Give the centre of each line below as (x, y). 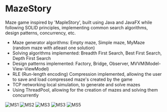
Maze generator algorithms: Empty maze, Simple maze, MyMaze (79, 42)
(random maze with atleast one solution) (54, 48)
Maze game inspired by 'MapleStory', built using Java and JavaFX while (79, 22)
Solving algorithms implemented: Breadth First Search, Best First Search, (87, 53)
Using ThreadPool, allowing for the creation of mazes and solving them (85, 90)
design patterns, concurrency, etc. (41, 33)
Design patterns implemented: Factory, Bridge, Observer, (71, 63)
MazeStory (28, 9)
